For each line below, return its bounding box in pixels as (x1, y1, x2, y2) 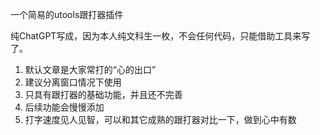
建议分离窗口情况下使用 (24, 76, 122, 88)
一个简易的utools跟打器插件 (10, 9, 124, 20)
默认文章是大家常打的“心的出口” (24, 64, 157, 75)
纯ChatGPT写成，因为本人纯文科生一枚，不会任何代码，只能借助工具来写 (10, 30, 311, 42)
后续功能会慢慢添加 (24, 101, 105, 113)
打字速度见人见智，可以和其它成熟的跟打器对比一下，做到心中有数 (24, 114, 297, 125)
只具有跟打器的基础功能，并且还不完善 (24, 89, 183, 100)
